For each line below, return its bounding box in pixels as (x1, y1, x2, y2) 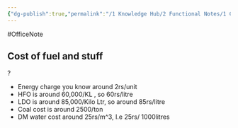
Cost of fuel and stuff (7, 50, 103, 62)
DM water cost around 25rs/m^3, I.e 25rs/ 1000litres (17, 112, 170, 121)
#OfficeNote (7, 30, 44, 38)
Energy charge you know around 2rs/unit (17, 83, 137, 91)
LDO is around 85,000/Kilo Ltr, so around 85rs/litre (17, 98, 165, 106)
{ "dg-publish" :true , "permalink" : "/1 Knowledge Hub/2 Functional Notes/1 (7, 10, 227, 18)
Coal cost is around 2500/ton (17, 105, 103, 114)
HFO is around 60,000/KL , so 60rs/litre (17, 90, 133, 99)
